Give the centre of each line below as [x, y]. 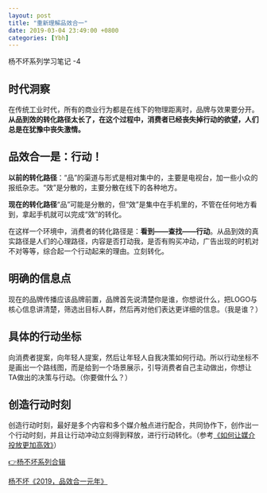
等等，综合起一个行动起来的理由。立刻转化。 [95, 250]
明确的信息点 [40, 279]
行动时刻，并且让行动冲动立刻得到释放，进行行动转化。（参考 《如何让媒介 [135, 435]
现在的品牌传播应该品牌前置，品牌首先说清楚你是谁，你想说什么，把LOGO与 [133, 299]
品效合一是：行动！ [55, 157]
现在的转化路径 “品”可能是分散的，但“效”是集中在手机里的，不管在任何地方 [129, 204]
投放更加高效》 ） [35, 445]
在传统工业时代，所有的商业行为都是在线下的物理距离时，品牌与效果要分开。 [133, 110]
